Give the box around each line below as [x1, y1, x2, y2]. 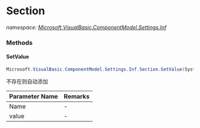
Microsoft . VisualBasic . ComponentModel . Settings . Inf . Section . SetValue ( [6, 66, 185, 72]
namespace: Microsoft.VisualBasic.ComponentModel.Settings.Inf [6, 24, 167, 31]
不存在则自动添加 [6, 78, 48, 85]
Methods [6, 39, 33, 47]
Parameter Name [9, 92, 58, 100]
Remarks [63, 92, 90, 100]
